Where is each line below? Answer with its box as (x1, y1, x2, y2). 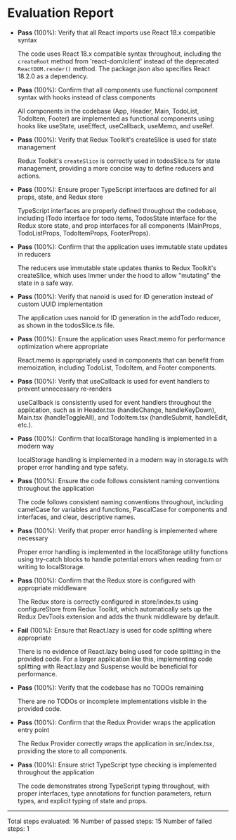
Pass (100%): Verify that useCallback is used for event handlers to (17, 377, 210, 385)
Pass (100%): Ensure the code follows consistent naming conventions (17, 476, 220, 485)
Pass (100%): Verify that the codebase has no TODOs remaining (17, 683, 204, 692)
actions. (17, 171, 41, 180)
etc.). (17, 420, 33, 429)
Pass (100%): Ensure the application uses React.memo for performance (17, 334, 226, 343)
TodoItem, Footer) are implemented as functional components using (17, 114, 214, 123)
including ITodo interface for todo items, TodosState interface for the (17, 214, 217, 222)
